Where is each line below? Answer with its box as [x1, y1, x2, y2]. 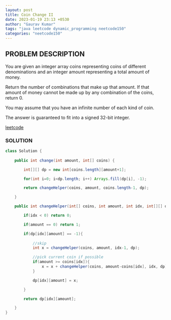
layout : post [5, 7, 33, 13]
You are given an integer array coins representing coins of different [5, 63, 146, 69]
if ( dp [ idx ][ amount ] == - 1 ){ [23, 231, 83, 236]
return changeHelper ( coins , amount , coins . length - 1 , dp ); [23, 185, 149, 190]
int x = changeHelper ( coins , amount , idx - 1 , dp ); [32, 245, 140, 250]
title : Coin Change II [5, 12, 53, 17]
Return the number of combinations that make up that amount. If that [5, 84, 150, 90]
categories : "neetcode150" [5, 31, 63, 36]
